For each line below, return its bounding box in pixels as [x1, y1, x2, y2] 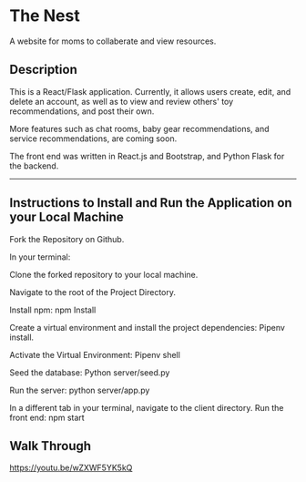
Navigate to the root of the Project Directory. [9, 286, 176, 297]
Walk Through [9, 438, 92, 454]
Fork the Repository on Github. [9, 233, 125, 244]
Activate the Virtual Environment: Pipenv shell [9, 349, 180, 360]
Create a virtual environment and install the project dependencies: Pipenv [9, 322, 285, 333]
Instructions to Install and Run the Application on [9, 195, 293, 210]
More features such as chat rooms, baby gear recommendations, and [9, 123, 270, 134]
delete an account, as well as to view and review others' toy [9, 96, 234, 107]
